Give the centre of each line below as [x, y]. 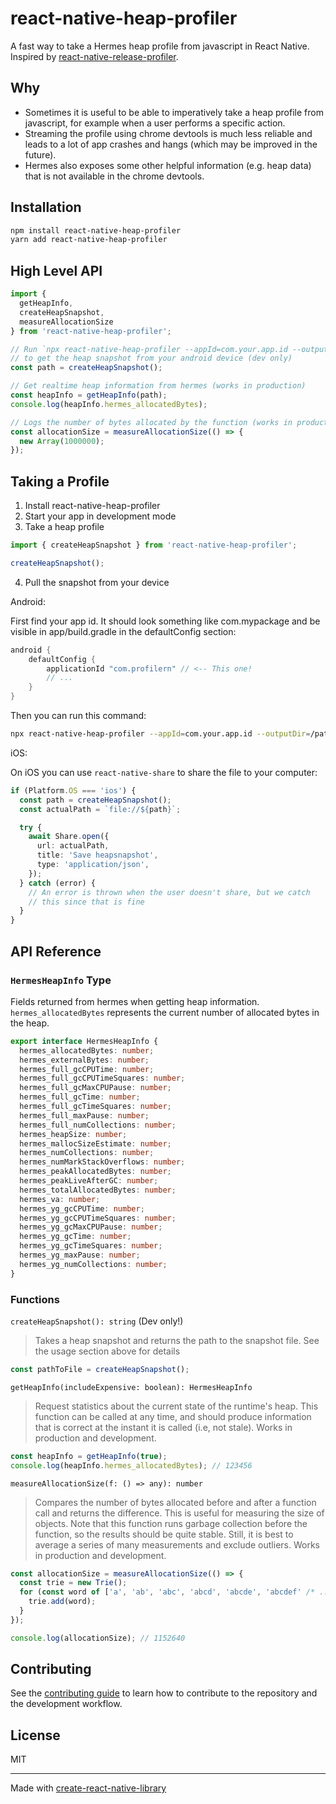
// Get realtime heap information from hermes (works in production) [158, 386]
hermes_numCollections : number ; [87, 1153]
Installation [46, 207]
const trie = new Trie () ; [73, 1583]
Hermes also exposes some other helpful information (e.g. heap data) [168, 165]
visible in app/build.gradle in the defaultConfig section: [123, 631]
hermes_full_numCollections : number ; [98, 1125]
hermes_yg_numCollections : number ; [93, 1264]
